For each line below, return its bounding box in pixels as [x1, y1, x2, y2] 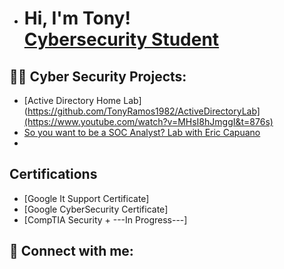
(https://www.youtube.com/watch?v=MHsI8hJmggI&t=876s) [23, 116, 274, 127]
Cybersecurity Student [23, 28, 220, 51]
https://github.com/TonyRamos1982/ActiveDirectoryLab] [27, 105, 261, 117]
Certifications [9, 166, 98, 183]
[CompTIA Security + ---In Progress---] [23, 213, 188, 226]
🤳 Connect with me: [9, 243, 134, 260]
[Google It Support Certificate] [23, 192, 150, 204]
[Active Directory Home [23, 95, 122, 106]
